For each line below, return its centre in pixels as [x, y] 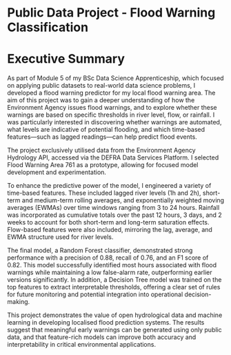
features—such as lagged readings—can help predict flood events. [102, 137]
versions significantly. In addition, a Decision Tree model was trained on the [114, 280]
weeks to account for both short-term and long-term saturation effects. [108, 222]
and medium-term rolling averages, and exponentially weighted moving [123, 200]
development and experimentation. [57, 172]
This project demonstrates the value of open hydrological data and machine [115, 315]
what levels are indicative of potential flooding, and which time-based [106, 130]
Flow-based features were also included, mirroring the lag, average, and [110, 230]
